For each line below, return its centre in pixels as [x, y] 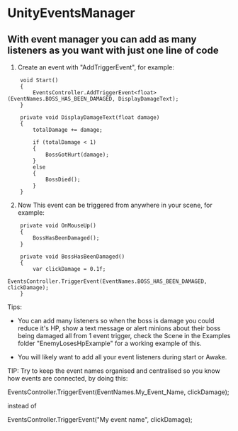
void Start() [39, 80]
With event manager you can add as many [102, 39]
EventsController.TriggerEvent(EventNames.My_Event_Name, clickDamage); [118, 392]
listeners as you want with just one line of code [113, 50]
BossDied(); [63, 179]
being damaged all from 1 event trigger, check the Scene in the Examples [124, 336]
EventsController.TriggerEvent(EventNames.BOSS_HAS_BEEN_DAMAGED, [107, 281]
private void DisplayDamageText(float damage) [90, 118]
